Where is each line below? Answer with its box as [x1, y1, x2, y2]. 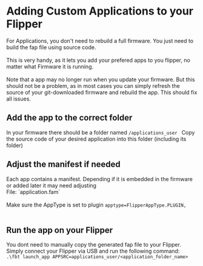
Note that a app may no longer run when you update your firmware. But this [6, 76, 195, 83]
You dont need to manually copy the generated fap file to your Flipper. [6, 241, 182, 248]
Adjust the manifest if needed [6, 159, 121, 170]
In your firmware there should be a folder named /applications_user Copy [6, 128, 195, 136]
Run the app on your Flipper [6, 225, 113, 235]
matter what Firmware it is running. [6, 62, 94, 70]
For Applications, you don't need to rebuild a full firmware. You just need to [6, 37, 194, 44]
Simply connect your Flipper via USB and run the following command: [6, 247, 180, 255]
